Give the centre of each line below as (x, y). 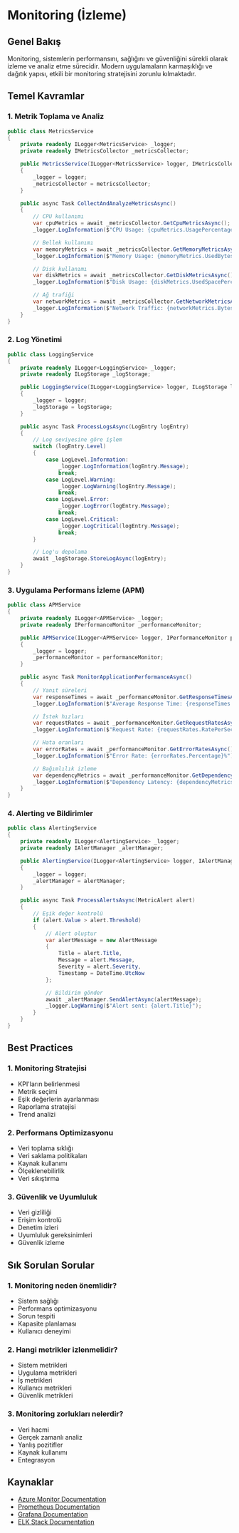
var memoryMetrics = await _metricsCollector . (103, 249)
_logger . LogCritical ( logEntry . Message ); (119, 526)
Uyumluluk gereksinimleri (55, 1235)
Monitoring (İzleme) (67, 15)
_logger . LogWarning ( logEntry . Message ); (117, 486)
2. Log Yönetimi (35, 340)
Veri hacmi (33, 1430)
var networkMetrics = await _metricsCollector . (105, 302)
